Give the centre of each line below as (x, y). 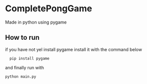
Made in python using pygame (36, 22)
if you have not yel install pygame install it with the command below (73, 49)
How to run (22, 38)
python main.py (21, 77)
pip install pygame (30, 58)
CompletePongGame (49, 9)
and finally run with (25, 67)
